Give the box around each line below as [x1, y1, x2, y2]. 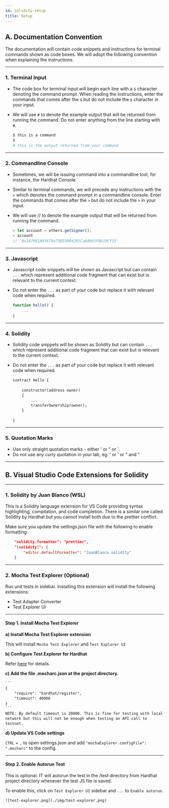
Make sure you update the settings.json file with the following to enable [5, 523, 153, 529]
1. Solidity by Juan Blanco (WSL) [5, 491, 86, 499]
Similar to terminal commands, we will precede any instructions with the [12, 187, 162, 193]
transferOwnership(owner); [31, 403, 88, 408]
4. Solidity [5, 330, 31, 337]
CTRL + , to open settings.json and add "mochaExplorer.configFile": [5, 739, 147, 745]
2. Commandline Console [5, 160, 68, 167]
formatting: [5, 529, 29, 535]
